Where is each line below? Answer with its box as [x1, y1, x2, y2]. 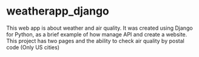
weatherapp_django [6, 4, 109, 18]
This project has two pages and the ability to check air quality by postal [6, 37, 185, 44]
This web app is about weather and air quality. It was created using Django [6, 24, 193, 32]
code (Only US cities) [6, 44, 59, 51]
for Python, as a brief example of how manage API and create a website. [6, 30, 187, 38]
